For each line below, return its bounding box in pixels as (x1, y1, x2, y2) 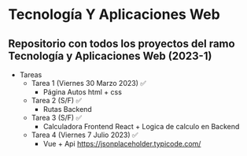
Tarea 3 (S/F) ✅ (31, 113, 83, 122)
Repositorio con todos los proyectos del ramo (8, 37, 235, 50)
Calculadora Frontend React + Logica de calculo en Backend (42, 122, 240, 131)
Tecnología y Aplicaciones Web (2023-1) (8, 49, 212, 62)
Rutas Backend (42, 105, 92, 113)
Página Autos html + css (42, 87, 122, 96)
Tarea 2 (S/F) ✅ (31, 96, 83, 105)
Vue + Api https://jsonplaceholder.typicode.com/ (42, 139, 201, 148)
